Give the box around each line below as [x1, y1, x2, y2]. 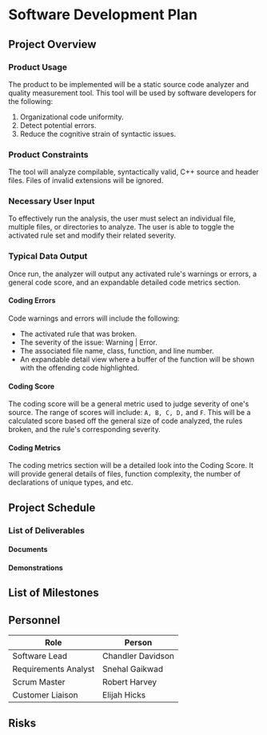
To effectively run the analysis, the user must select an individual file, [8, 214, 236, 223]
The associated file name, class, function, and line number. [19, 346, 214, 355]
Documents [8, 545, 48, 554]
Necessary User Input [8, 196, 95, 207]
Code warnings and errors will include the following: [8, 314, 180, 323]
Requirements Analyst [12, 664, 95, 675]
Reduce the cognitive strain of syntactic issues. [19, 129, 177, 138]
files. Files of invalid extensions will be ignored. [8, 176, 164, 186]
